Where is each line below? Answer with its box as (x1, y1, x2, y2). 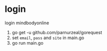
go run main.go (11, 40, 43, 46)
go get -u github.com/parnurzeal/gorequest (11, 29, 102, 35)
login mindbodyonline (4, 20, 49, 26)
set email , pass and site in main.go (11, 35, 84, 41)
